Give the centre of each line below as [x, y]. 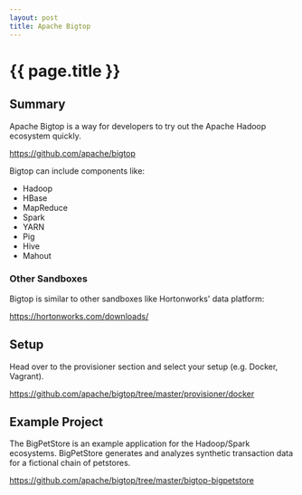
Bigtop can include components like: [77, 171]
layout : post [34, 18]
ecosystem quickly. [45, 136]
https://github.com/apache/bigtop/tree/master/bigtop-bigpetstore [132, 481]
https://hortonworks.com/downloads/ [79, 316]
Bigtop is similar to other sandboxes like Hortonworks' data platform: [137, 299]
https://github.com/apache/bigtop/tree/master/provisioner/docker [132, 394]
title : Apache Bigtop [50, 26]
